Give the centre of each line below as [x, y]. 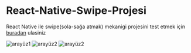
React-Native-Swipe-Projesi [76, 11]
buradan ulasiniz [26, 32]
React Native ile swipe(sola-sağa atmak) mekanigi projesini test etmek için [96, 26]
